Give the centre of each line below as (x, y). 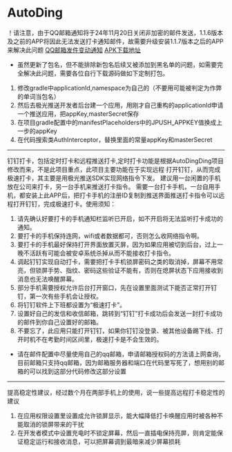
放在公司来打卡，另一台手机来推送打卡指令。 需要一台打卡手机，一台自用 (111, 186)
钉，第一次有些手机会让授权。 (59, 296)
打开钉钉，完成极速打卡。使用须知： (64, 204)
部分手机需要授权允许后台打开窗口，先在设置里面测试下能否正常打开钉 (117, 287)
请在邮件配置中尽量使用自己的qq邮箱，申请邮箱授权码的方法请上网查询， (120, 354)
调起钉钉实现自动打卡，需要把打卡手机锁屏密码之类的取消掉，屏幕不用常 (120, 262)
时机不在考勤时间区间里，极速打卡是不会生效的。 (93, 339)
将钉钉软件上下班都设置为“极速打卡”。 (71, 304)
